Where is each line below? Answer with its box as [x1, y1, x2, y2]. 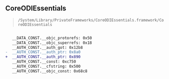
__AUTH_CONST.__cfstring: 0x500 [12, 64, 81, 69]
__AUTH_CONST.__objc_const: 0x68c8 [12, 68, 88, 73]
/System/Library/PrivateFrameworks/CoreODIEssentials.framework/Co [17, 17, 164, 22]
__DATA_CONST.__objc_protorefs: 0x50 [12, 35, 93, 40]
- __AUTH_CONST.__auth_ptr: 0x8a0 [5, 49, 81, 55]
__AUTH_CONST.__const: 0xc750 [12, 59, 76, 64]
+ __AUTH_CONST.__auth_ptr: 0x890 [5, 55, 81, 60]
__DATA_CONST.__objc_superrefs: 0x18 [12, 40, 93, 45]
